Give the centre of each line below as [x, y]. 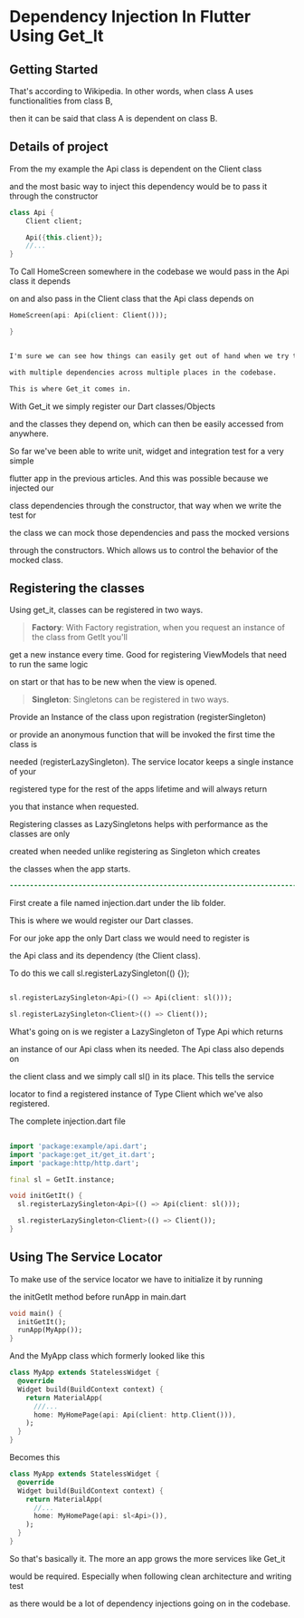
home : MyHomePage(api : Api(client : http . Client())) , [135, 1415]
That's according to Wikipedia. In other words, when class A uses [131, 91]
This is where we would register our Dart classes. [101, 921]
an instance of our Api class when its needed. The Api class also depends [147, 1049]
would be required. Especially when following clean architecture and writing [151, 1576]
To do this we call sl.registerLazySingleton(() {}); [100, 973]
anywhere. [29, 434]
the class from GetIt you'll [80, 638]
